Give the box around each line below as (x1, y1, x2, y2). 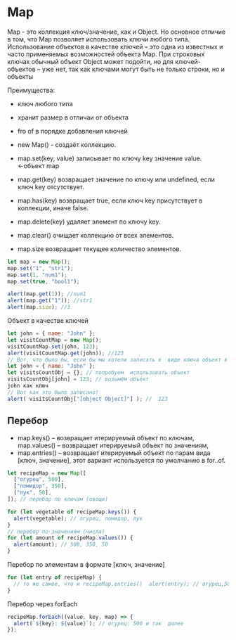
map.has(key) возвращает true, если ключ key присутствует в (17, 196, 203, 205)
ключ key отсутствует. (17, 182, 85, 191)
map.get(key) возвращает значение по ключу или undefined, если (17, 175, 216, 184)
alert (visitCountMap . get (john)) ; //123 (7, 350, 124, 357)
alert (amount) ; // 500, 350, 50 (13, 541, 109, 549)
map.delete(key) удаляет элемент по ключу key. (17, 217, 161, 226)
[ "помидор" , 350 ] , (13, 482, 68, 489)
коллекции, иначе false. (17, 203, 89, 212)
